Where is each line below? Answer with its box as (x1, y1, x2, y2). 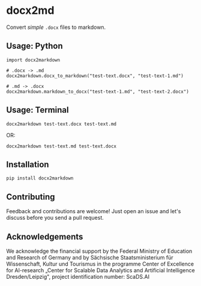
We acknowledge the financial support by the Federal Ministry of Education (6, 247, 193, 255)
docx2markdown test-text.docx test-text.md (6, 121, 117, 127)
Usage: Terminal (6, 105, 69, 115)
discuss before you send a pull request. (6, 214, 104, 222)
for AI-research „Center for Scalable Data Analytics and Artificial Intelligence (6, 267, 195, 274)
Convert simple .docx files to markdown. (6, 23, 106, 31)
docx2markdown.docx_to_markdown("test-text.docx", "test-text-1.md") (6, 73, 184, 79)
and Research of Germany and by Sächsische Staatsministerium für (6, 254, 173, 261)
